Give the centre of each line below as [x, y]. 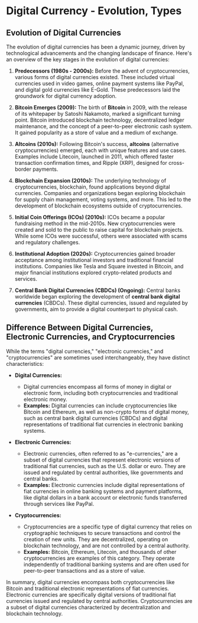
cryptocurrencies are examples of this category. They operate [99, 558]
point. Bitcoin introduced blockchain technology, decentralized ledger [99, 120]
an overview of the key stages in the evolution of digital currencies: [88, 59]
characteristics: [25, 364]
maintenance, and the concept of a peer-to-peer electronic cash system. [103, 126]
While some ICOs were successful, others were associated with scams [101, 236]
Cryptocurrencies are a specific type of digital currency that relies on [108, 527]
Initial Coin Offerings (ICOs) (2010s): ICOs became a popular [90, 217]
